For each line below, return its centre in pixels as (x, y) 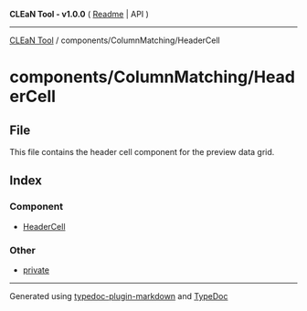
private (36, 270)
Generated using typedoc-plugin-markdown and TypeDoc (119, 295)
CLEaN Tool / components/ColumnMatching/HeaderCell (115, 40)
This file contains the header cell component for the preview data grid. (142, 152)
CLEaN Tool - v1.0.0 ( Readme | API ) (79, 14)
